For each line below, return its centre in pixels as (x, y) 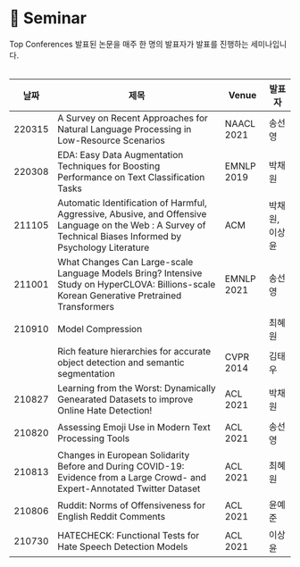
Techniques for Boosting (109, 166)
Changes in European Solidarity (124, 454)
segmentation (87, 373)
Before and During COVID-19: (121, 466)
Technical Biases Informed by (119, 236)
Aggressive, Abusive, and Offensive (132, 213)
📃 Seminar (48, 18)
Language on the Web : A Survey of (132, 225)
